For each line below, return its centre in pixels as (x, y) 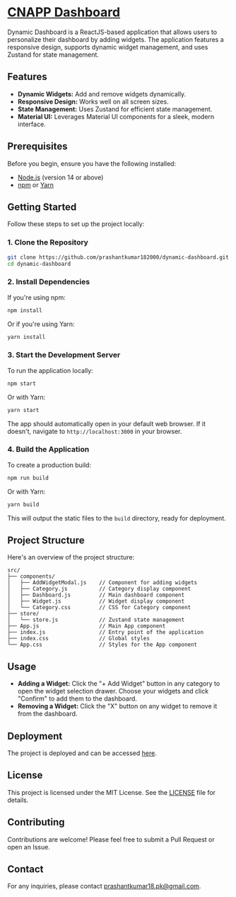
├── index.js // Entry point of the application (105, 633)
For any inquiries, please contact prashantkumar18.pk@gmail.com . (104, 886)
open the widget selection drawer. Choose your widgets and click (113, 691)
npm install (25, 310)
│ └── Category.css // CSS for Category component (99, 608)
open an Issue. (29, 847)
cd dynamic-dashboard (39, 264)
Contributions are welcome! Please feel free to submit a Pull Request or (111, 839)
